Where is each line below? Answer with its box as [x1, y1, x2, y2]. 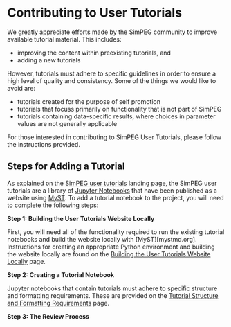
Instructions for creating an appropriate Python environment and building [7, 242, 216, 251]
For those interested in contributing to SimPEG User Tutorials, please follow [7, 133, 222, 141]
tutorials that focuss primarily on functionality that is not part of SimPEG [17, 105, 222, 113]
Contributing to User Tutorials [7, 5, 182, 21]
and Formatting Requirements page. [7, 299, 109, 307]
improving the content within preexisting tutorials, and [17, 48, 172, 57]
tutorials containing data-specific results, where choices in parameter [17, 112, 216, 121]
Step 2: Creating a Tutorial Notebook [7, 270, 115, 279]
